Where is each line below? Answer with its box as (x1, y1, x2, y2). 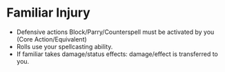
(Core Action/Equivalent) (16, 35, 87, 43)
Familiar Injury (6, 5, 90, 21)
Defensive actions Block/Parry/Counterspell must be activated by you (16, 28, 215, 36)
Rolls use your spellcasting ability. (16, 42, 113, 51)
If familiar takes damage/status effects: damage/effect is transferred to (16, 50, 219, 58)
